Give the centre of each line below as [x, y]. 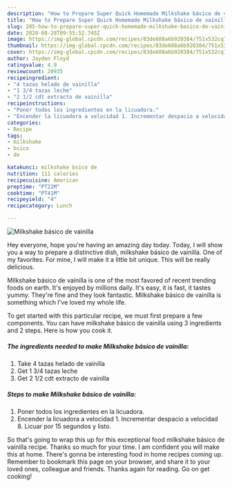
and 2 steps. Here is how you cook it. [60, 330]
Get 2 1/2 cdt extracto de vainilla [63, 378]
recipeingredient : [33, 78]
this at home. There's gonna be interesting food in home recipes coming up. [115, 454]
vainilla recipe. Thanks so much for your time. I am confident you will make [113, 447]
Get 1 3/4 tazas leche [47, 371]
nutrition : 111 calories [43, 173]
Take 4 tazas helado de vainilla [61, 363]
